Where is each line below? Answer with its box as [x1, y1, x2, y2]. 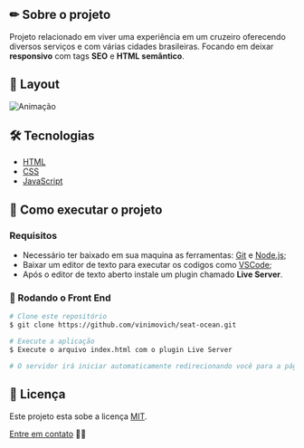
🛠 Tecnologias [9, 129, 95, 144]
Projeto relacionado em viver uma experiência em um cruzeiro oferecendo [9, 31, 287, 42]
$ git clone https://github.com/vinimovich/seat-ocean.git [9, 320, 237, 329]
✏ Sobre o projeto [9, 7, 111, 23]
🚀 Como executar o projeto [9, 202, 163, 217]
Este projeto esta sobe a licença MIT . [9, 411, 147, 422]
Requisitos [9, 229, 57, 242]
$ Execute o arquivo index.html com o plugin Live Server [9, 346, 233, 355]
